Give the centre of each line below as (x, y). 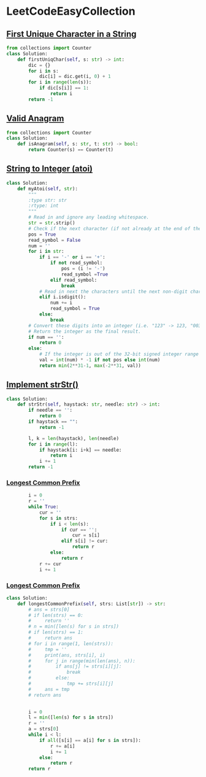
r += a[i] (63, 746)
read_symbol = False (55, 240)
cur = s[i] (86, 535)
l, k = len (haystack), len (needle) (74, 438)
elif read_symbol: (74, 280)
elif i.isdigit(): (63, 297)
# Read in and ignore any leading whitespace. (89, 217)
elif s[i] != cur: (85, 541)
